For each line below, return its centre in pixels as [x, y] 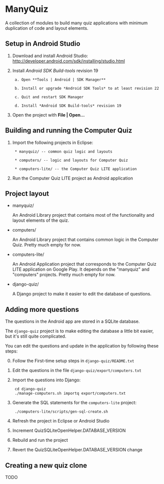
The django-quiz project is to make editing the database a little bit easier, [80, 331]
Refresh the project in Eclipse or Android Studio [61, 421]
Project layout [27, 194]
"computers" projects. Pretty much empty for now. [64, 275]
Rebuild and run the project [40, 440]
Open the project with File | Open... [49, 115]
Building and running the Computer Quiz [69, 131]
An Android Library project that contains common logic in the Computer [85, 240]
